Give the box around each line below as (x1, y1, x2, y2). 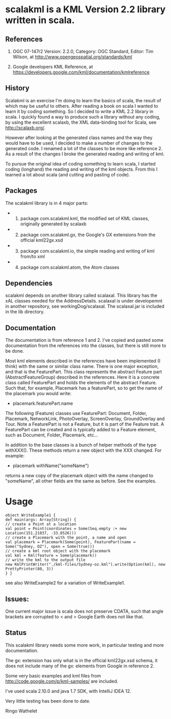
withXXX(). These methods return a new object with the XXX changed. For (5, 447, 162, 453)
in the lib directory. (5, 309, 45, 315)
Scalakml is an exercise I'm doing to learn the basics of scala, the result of (5, 97, 162, 103)
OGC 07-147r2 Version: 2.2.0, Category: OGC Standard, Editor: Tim (12, 49, 154, 54)
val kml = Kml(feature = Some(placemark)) (5, 553, 97, 558)
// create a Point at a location (5, 522, 77, 527)
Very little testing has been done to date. (5, 698, 91, 704)
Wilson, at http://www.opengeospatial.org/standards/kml (12, 54, 133, 60)
